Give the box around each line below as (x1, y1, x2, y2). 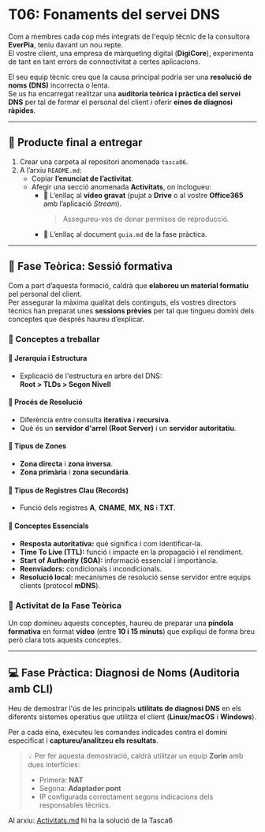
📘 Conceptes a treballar (8, 334, 100, 345)
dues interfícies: (27, 759, 80, 769)
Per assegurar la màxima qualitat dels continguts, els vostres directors (8, 298, 237, 307)
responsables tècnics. (39, 800, 111, 810)
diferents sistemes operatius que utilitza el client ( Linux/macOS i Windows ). (8, 712, 257, 721)
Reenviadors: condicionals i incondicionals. (19, 564, 162, 573)
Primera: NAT (39, 775, 84, 785)
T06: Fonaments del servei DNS (8, 6, 221, 24)
